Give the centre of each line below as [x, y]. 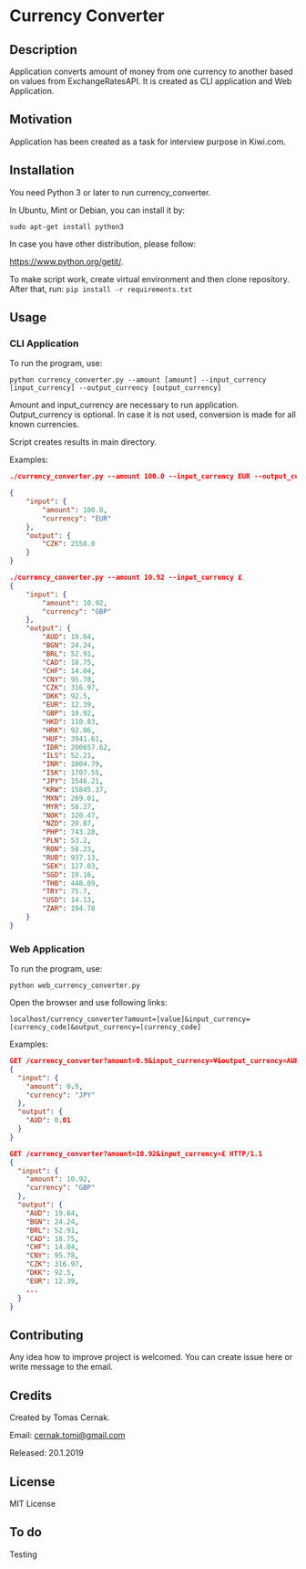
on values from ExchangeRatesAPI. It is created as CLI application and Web [151, 81]
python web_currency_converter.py [75, 986]
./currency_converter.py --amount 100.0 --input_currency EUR [130, 477]
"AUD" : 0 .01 [48, 1121]
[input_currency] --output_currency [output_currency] [116, 388]
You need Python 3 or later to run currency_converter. [110, 192]
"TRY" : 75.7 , [67, 891]
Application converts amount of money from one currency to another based [151, 71]
